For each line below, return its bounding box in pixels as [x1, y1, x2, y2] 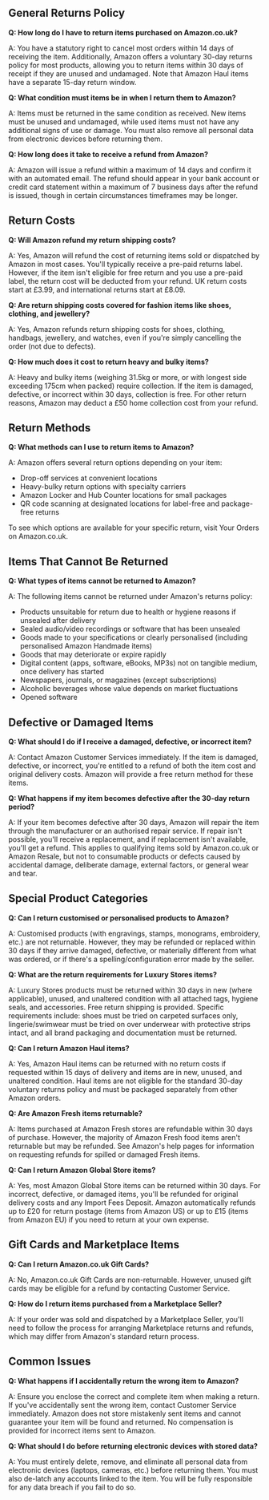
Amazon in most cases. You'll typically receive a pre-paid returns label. [8, 259, 243, 269]
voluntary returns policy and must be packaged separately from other [8, 1084, 238, 1094]
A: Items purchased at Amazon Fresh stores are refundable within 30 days [8, 1124, 254, 1134]
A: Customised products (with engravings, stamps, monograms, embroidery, [8, 928, 260, 938]
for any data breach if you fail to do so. [8, 1482, 136, 1492]
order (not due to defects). [8, 341, 96, 351]
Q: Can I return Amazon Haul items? [8, 1043, 130, 1053]
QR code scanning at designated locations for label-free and [19, 499, 220, 508]
